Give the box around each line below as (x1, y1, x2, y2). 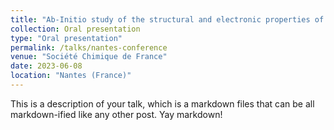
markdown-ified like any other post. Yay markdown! (10, 108, 223, 120)
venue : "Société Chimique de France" (10, 52, 168, 62)
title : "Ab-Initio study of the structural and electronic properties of (10, 14, 325, 25)
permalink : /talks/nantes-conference (10, 42, 168, 53)
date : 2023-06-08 (10, 61, 83, 71)
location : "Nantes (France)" (10, 71, 132, 81)
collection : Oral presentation (10, 24, 141, 34)
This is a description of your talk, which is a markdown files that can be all (10, 97, 315, 110)
